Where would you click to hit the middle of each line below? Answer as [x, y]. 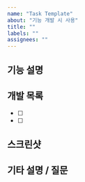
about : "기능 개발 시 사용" [43, 20]
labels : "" [23, 33]
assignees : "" [28, 40]
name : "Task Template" [40, 14]
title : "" [22, 27]
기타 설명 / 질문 [38, 170]
